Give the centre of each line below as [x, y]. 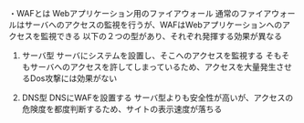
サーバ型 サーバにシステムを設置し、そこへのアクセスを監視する [142, 56]
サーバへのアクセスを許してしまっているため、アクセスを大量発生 [153, 67]
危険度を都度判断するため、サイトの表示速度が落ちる [122, 109]
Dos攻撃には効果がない [73, 78]
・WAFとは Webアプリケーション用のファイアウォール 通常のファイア [140, 13]
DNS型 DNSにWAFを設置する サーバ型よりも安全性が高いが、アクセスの [157, 97]
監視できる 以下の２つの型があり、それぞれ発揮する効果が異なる [161, 36]
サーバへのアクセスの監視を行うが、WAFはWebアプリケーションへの [153, 25]
